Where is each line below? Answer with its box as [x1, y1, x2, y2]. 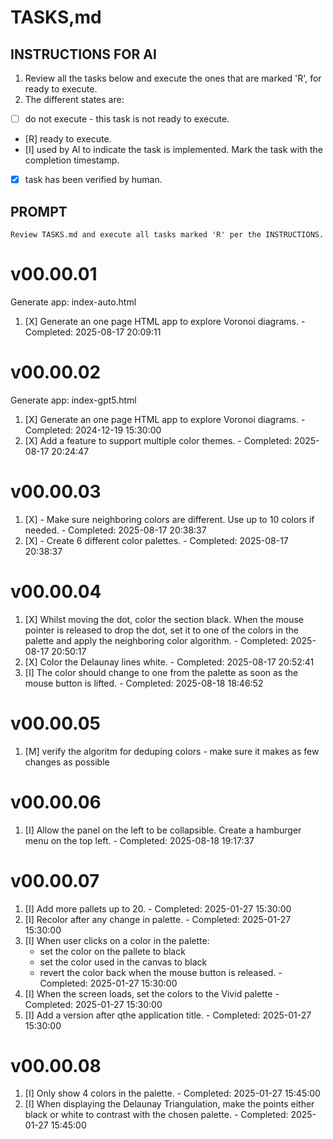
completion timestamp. [24, 154, 120, 166]
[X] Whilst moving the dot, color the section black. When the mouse [24, 613, 305, 625]
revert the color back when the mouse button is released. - [39, 966, 283, 978]
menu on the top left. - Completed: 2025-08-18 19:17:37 [24, 834, 255, 846]
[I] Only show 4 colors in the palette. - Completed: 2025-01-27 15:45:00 [24, 1087, 321, 1100]
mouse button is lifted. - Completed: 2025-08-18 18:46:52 [24, 677, 264, 689]
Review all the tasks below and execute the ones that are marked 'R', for [24, 72, 322, 84]
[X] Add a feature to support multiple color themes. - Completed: [24, 434, 292, 446]
